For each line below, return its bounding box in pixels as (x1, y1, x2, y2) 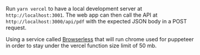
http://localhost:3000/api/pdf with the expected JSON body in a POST (5, 18, 187, 25)
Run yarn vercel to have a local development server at (5, 5, 142, 12)
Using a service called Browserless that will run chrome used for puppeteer (5, 36, 195, 42)
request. (5, 24, 27, 31)
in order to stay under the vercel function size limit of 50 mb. (5, 42, 157, 49)
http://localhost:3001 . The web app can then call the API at (5, 11, 158, 19)
